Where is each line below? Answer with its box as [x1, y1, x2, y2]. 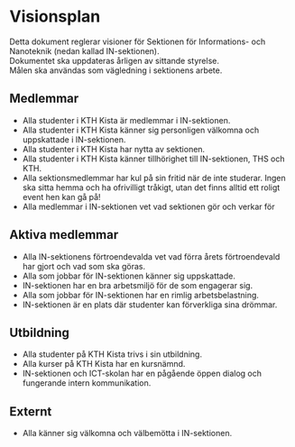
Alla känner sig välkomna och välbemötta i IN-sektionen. [22, 428, 233, 439]
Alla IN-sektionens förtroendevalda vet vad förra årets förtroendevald [22, 251, 281, 262]
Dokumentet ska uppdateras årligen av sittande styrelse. [9, 55, 219, 66]
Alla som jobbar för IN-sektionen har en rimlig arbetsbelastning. [22, 289, 260, 300]
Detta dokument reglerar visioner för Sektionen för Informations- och [9, 36, 266, 47]
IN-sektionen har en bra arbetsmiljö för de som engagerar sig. [22, 279, 254, 290]
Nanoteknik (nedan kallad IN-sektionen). [9, 45, 160, 56]
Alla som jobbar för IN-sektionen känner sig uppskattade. [22, 270, 236, 281]
